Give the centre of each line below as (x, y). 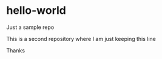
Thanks (16, 50)
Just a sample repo (30, 27)
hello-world (36, 11)
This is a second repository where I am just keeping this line (81, 39)
